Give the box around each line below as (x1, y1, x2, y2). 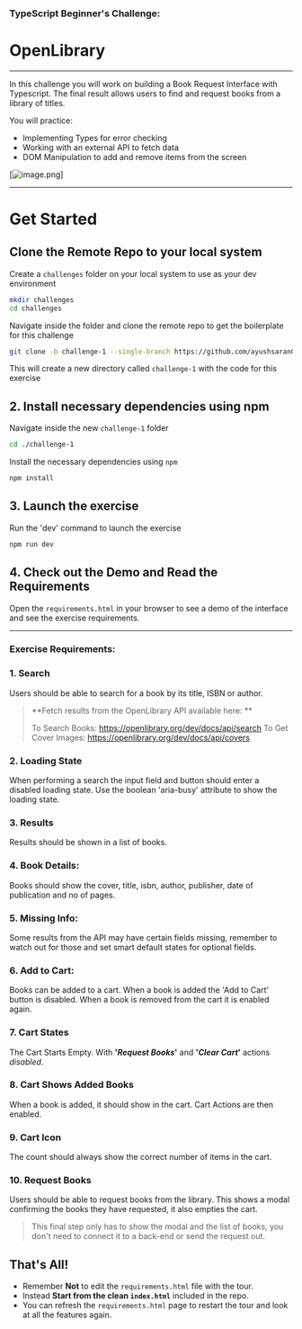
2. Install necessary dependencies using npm (9, 398, 270, 414)
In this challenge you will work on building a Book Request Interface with (9, 78, 279, 89)
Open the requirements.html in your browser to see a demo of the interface (9, 602, 289, 613)
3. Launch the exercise (9, 498, 139, 514)
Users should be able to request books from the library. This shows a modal (9, 1194, 290, 1205)
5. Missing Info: (9, 912, 78, 924)
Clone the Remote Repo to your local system (9, 245, 262, 260)
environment (9, 278, 57, 289)
